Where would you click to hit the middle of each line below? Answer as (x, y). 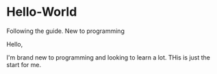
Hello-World (42, 12)
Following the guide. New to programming (65, 31)
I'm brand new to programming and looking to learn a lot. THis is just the (108, 57)
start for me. (24, 64)
